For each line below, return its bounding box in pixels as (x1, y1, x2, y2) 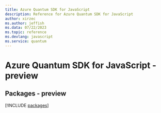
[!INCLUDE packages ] (5, 102, 49, 108)
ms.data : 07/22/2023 (5, 25, 47, 30)
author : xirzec (5, 16, 36, 21)
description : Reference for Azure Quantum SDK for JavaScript (5, 12, 133, 17)
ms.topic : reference (5, 30, 47, 35)
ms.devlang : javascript (5, 35, 53, 39)
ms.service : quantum (5, 39, 47, 44)
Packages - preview (5, 90, 66, 98)
